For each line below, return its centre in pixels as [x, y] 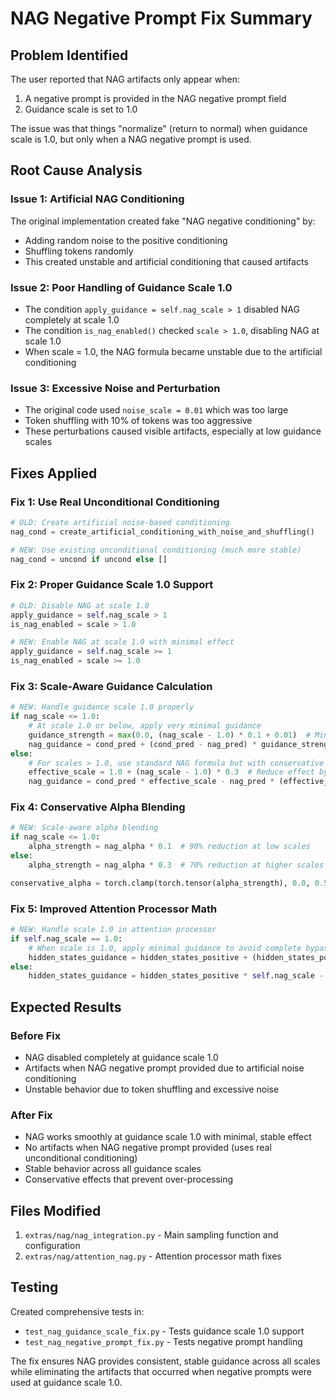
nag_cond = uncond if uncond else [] [89, 559]
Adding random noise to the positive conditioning [126, 240]
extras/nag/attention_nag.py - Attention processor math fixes [153, 1256]
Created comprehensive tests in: [77, 1311]
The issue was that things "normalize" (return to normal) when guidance [159, 128]
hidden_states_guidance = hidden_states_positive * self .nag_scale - [176, 976]
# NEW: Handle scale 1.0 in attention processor [113, 930]
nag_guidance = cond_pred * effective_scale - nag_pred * [151, 782]
